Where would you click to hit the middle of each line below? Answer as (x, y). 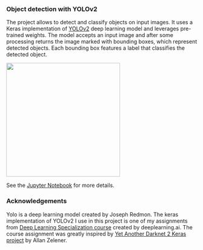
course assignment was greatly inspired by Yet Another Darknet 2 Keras (96, 234)
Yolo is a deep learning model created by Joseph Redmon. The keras (92, 214)
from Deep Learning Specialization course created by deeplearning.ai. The (99, 227)
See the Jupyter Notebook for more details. (60, 185)
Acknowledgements (37, 201)
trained (15, 35)
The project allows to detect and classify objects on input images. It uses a (99, 22)
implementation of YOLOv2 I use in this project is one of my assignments (97, 221)
